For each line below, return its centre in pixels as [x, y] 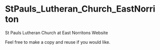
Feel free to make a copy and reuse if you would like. [58, 42]
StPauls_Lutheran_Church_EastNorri [80, 9]
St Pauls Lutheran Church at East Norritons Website [56, 33]
